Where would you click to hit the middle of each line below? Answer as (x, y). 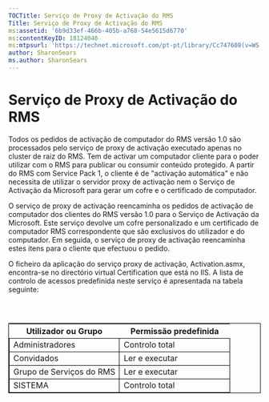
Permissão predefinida (175, 332)
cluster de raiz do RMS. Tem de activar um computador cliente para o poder (134, 156)
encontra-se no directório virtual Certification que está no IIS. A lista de (126, 272)
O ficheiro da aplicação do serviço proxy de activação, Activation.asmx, (127, 263)
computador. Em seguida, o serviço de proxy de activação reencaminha (127, 239)
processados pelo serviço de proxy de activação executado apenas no (125, 147)
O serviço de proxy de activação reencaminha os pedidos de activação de (131, 206)
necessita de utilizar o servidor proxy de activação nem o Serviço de (122, 182)
